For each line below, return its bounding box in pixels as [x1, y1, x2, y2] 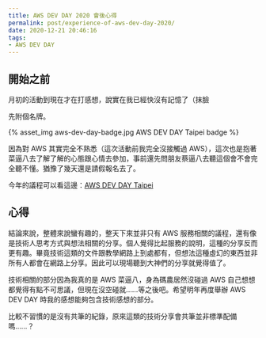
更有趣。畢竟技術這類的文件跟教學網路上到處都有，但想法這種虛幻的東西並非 [8, 248, 258, 257]
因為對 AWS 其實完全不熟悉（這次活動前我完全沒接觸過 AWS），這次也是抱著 [8, 143, 257, 153]
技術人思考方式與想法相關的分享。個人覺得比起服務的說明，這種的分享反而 [14, 238, 258, 248]
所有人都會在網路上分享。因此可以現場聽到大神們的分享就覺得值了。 [8, 258, 230, 268]
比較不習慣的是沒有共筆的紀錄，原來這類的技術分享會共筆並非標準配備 [8, 311, 237, 321]
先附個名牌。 [8, 112, 50, 121]
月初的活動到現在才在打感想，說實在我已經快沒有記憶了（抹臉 [8, 94, 210, 104]
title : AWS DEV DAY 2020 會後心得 [8, 11, 117, 20]
